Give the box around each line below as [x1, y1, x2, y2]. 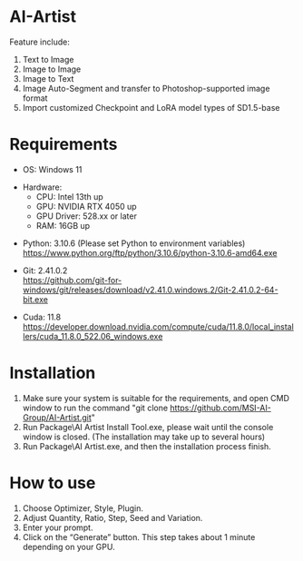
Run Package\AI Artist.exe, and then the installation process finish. [22, 440, 272, 451]
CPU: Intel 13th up [35, 191, 104, 202]
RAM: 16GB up [35, 220, 91, 231]
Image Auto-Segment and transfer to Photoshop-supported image [22, 83, 270, 93]
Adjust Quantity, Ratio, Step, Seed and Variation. [22, 512, 203, 523]
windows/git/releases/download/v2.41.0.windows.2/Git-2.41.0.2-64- [22, 284, 279, 295]
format [22, 93, 48, 103]
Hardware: [22, 182, 63, 192]
